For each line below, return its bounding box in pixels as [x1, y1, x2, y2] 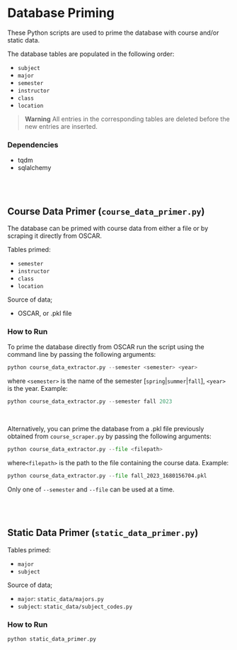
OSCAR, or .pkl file [17, 309, 72, 318]
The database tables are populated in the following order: [7, 50, 175, 58]
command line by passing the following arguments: [7, 350, 156, 359]
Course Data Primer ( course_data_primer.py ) [7, 205, 205, 217]
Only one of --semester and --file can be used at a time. [7, 485, 175, 494]
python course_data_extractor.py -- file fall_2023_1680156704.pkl [7, 472, 207, 479]
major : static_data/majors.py [17, 594, 104, 603]
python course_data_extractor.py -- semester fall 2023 [7, 398, 173, 405]
